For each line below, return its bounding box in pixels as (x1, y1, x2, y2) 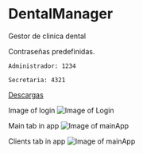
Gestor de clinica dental (8, 31, 86, 41)
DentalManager (8, 5, 114, 23)
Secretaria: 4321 (8, 76, 66, 84)
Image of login (8, 105, 56, 115)
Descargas (8, 89, 44, 100)
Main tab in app (8, 120, 60, 130)
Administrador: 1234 (8, 61, 77, 70)
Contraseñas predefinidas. (8, 46, 95, 56)
